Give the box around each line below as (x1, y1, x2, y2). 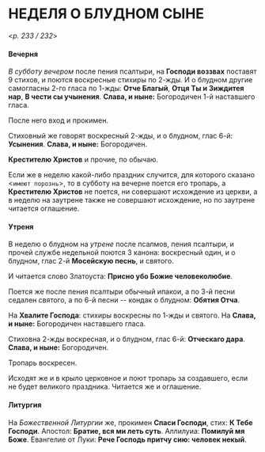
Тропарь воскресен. (8, 358, 78, 368)
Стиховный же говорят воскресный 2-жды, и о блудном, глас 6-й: (8, 131, 233, 141)
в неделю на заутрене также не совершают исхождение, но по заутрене (8, 196, 256, 205)
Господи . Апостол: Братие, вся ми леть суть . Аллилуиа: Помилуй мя (8, 426, 245, 435)
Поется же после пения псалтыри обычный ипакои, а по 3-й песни (8, 287, 236, 297)
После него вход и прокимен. (8, 116, 109, 125)
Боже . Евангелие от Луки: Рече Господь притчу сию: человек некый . (8, 435, 247, 444)
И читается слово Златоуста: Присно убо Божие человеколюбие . (8, 272, 233, 281)
